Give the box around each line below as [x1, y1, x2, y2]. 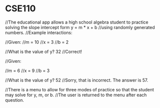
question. [5, 97, 25, 103]
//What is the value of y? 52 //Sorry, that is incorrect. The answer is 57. [5, 77, 149, 83]
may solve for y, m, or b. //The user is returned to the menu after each [5, 92, 147, 98]
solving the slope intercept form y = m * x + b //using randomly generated [5, 24, 155, 30]
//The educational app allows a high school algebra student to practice [5, 19, 149, 25]
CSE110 [5, 3, 36, 14]
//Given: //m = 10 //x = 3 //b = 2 [5, 39, 69, 45]
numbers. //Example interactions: [5, 29, 72, 35]
